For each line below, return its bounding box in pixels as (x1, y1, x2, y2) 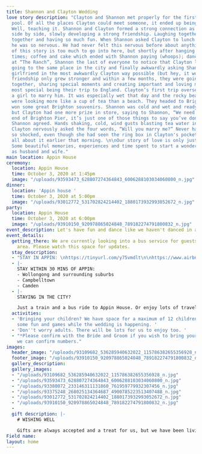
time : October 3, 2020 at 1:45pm (11, 171, 96, 177)
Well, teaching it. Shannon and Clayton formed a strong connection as (11, 25, 195, 32)
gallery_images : (11, 366, 52, 372)
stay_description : (11, 249, 58, 256)
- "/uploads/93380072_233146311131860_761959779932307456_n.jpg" (11, 383, 179, 389)
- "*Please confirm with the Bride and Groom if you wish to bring (11, 333, 185, 339)
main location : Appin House (6, 154, 77, 160)
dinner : (6, 182, 26, 188)
